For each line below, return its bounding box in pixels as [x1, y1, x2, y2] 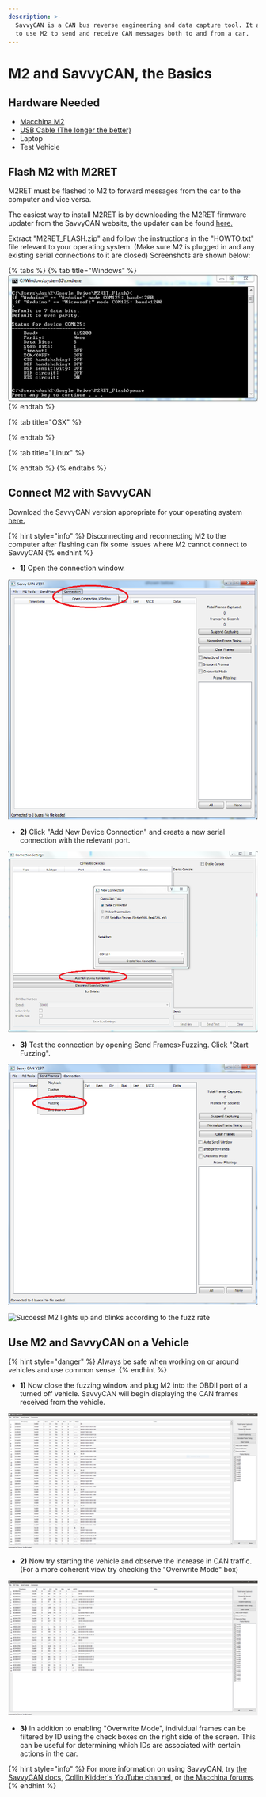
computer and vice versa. [8, 195, 92, 204]
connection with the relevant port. [19, 836, 131, 845]
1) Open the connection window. [19, 563, 125, 573]
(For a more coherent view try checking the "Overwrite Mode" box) [19, 1564, 239, 1574]
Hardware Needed [8, 96, 101, 109]
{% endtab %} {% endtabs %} [8, 463, 107, 473]
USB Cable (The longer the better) [19, 125, 132, 135]
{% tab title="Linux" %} [8, 447, 85, 457]
